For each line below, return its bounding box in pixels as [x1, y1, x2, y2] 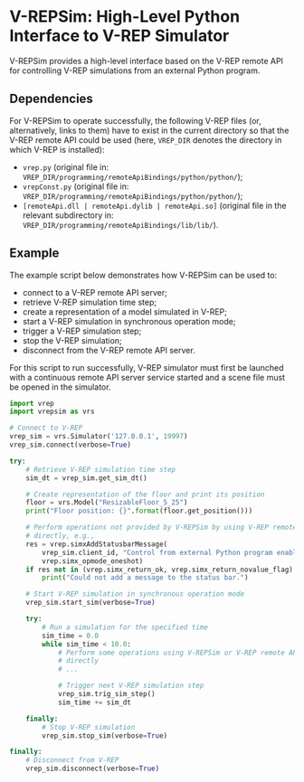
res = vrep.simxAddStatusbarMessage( [25, 540, 168, 549]
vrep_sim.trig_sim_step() [57, 690, 156, 699]
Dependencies [9, 91, 93, 107]
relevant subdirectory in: [22, 210, 114, 221]
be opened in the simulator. [9, 382, 111, 392]
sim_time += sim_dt [57, 698, 131, 707]
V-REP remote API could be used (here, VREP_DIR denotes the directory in [9, 134, 282, 146]
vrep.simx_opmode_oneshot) [42, 556, 144, 566]
